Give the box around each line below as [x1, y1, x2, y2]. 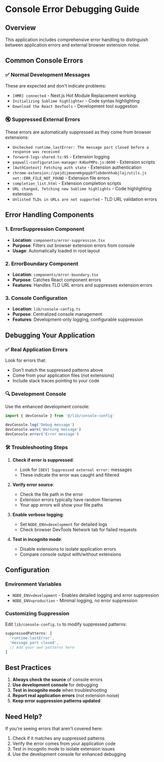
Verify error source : [12, 482, 54, 488]
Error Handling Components [5, 211, 94, 219]
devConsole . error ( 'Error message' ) [5, 431, 79, 437]
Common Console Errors [5, 56, 83, 65]
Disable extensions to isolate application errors [19, 546, 116, 552]
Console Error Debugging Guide [5, 3, 140, 15]
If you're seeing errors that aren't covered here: [5, 726, 103, 732]
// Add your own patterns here [9, 645, 75, 650]
